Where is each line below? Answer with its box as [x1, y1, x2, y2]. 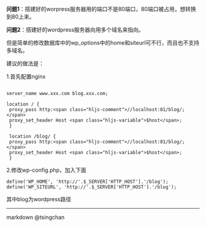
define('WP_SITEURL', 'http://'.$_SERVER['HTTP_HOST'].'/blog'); [6, 184, 177, 190]
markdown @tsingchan [6, 214, 65, 221]
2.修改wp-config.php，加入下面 [6, 166, 87, 174]
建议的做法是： [6, 60, 44, 67]
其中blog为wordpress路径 [6, 196, 72, 202]
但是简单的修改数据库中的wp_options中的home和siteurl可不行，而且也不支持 [6, 39, 200, 46]
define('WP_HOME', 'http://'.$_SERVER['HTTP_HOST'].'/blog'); [6, 179, 169, 185]
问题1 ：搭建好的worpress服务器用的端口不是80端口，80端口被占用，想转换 [6, 6, 196, 12]
